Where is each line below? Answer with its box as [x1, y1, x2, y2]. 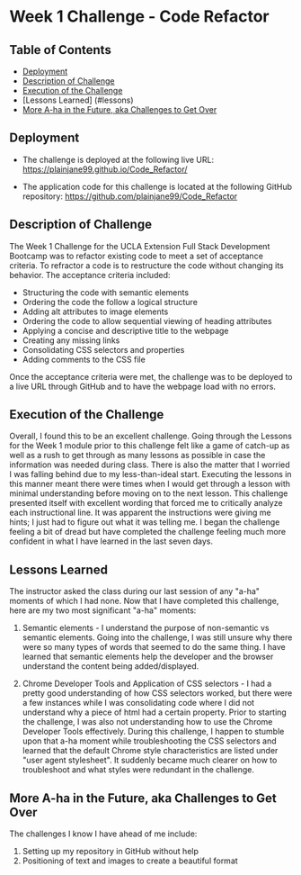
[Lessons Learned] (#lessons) [22, 95, 134, 105]
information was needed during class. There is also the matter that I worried [9, 459, 290, 470]
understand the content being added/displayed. [22, 661, 199, 672]
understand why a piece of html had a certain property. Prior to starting [22, 707, 288, 717]
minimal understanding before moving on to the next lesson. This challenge [9, 488, 288, 499]
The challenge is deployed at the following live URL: [22, 154, 214, 165]
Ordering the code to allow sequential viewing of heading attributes [22, 315, 272, 326]
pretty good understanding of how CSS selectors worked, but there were [22, 688, 293, 699]
